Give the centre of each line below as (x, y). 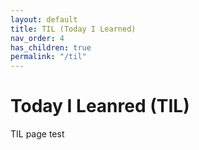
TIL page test (37, 134)
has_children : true (51, 47)
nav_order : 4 (37, 38)
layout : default (44, 19)
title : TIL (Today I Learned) (73, 29)
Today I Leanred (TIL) (100, 106)
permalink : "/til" (48, 57)
